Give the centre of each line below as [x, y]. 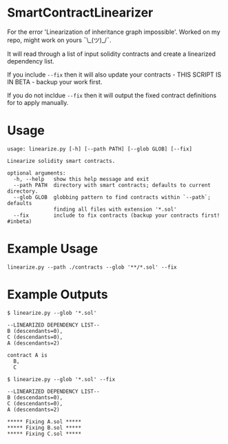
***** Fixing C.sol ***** [44, 434]
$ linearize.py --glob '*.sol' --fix [61, 379]
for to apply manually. [38, 102]
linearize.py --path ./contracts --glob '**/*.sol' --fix [92, 267]
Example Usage [53, 249]
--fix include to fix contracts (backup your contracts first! [117, 215]
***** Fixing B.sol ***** [44, 427]
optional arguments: [37, 173]
